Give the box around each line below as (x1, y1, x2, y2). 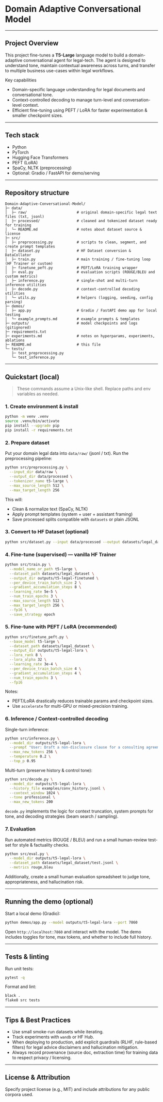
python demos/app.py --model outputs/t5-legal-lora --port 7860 (5, 920, 138, 925)
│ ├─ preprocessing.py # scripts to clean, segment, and (5, 240, 147, 245)
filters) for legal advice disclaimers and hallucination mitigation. (12, 1044, 139, 1050)
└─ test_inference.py (11, 355, 55, 360)
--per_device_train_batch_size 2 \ (9, 580, 81, 585)
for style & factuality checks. (12, 842, 69, 848)
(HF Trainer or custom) (5, 261, 53, 266)
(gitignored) (5, 325, 32, 330)
